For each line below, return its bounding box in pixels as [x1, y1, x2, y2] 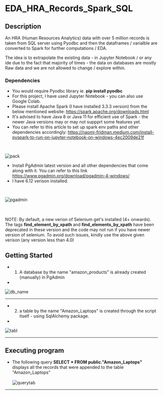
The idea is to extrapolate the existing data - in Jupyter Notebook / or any [5, 55, 152, 61]
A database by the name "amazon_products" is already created [19, 269, 147, 275]
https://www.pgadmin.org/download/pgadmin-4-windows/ [12, 173, 130, 179]
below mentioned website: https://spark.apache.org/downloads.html [12, 109, 149, 114]
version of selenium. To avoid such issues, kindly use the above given [5, 232, 145, 238]
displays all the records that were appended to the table [12, 364, 124, 370]
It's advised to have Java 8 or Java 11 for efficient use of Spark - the [12, 114, 148, 120]
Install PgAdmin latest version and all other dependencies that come [12, 163, 148, 169]
